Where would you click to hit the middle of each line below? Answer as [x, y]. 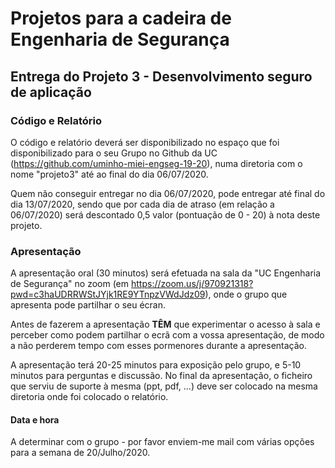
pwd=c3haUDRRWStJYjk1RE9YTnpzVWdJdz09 [108, 294]
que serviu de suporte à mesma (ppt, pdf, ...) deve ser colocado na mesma [164, 386]
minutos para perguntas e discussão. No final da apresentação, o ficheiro [161, 376]
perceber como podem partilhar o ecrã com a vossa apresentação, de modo [167, 335]
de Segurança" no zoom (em [70, 284]
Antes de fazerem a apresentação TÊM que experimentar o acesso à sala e [165, 324]
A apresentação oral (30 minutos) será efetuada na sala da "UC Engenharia [166, 273]
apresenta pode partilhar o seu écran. [88, 305]
